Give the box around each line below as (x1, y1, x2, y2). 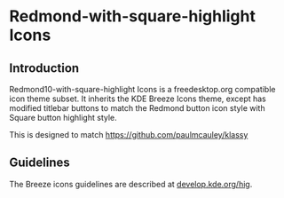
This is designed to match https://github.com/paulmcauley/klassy (9, 130, 248, 139)
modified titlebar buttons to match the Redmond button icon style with (9, 103, 265, 113)
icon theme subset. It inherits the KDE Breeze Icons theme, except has (9, 93, 266, 104)
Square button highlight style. (9, 113, 117, 123)
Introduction (9, 60, 80, 75)
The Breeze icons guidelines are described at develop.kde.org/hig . (9, 178, 253, 189)
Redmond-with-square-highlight (9, 6, 256, 27)
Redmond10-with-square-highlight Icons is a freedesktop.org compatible (9, 84, 276, 94)
